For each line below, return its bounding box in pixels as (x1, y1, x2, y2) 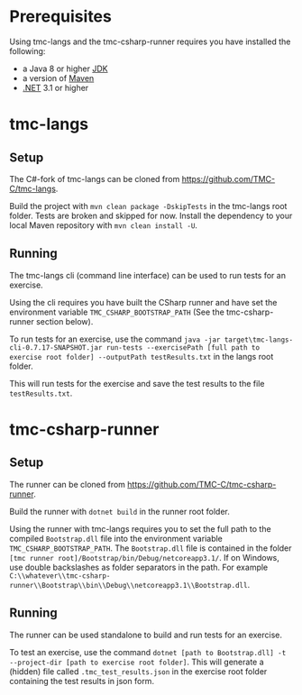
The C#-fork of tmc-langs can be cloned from (9, 173, 180, 184)
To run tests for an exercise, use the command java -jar (9, 334, 221, 344)
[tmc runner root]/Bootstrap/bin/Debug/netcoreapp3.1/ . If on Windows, (9, 552, 279, 562)
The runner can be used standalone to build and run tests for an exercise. (9, 629, 282, 640)
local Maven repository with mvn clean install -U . (9, 219, 198, 231)
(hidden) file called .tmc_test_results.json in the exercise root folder (9, 665, 268, 677)
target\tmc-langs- (224, 335, 294, 344)
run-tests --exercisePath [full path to (105, 343, 260, 352)
